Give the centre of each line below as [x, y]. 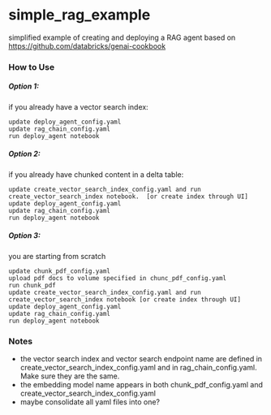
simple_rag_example [80, 15]
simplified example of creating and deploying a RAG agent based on [122, 37]
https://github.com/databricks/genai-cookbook [87, 45]
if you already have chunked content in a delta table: [96, 174]
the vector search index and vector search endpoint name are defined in [141, 359]
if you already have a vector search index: [78, 106]
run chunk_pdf [32, 285]
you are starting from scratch [57, 256]
